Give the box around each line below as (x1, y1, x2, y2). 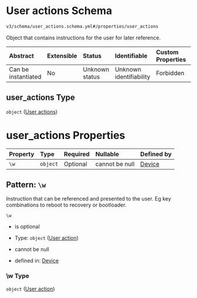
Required (63, 150, 90, 158)
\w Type (6, 272, 29, 280)
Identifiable (114, 52, 148, 60)
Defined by (140, 150, 172, 158)
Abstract (9, 52, 34, 60)
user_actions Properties (6, 128, 125, 142)
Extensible (46, 52, 77, 60)
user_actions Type (6, 93, 75, 103)
